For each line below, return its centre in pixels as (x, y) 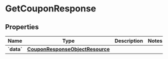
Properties (22, 27)
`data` (15, 49)
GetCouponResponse (51, 9)
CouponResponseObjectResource (68, 49)
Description (129, 41)
